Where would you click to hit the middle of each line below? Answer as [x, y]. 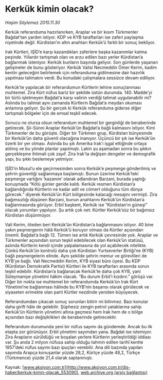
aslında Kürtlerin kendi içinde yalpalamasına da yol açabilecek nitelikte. [76, 245]
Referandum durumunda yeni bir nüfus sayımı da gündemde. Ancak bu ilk [79, 326]
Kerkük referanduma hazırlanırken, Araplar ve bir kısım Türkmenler [72, 32]
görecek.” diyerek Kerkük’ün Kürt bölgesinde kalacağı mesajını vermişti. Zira [81, 194]
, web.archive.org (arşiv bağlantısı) [113, 372]
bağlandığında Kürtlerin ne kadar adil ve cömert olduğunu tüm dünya [74, 189]
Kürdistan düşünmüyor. [28, 215]
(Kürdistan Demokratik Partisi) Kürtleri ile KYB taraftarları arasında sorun [77, 266]
